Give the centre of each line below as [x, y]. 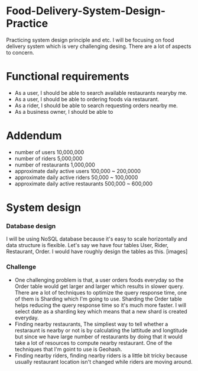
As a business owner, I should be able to [64, 111]
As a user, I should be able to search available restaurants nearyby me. [101, 92]
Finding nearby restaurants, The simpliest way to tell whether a [91, 324]
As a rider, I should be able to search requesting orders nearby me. [96, 105]
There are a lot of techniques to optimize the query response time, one [101, 292]
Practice [27, 23]
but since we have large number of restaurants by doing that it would [99, 337]
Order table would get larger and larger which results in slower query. [99, 286]
